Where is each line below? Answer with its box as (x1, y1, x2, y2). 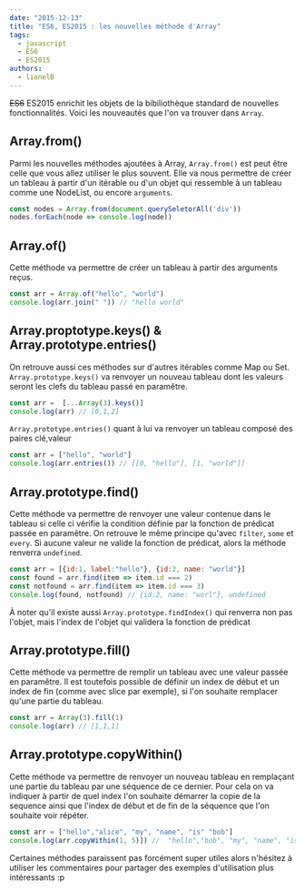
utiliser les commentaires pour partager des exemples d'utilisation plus (9, 862, 274, 873)
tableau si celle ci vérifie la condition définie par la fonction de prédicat (9, 518, 275, 529)
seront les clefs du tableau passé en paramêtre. (9, 380, 188, 391)
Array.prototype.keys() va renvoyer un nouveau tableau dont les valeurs (9, 370, 284, 382)
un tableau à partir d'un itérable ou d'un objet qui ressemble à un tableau (9, 177, 282, 188)
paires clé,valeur (9, 433, 72, 444)
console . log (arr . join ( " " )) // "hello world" (9, 298, 184, 307)
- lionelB (17, 73, 54, 82)
